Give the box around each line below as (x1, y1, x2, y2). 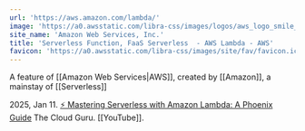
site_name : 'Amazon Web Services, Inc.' (9, 30, 165, 39)
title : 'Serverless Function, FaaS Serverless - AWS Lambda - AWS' (9, 38, 274, 48)
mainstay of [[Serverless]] (9, 81, 107, 92)
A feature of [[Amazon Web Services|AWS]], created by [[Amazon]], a (9, 71, 271, 82)
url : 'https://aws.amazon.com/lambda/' (9, 13, 161, 23)
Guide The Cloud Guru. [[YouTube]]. (9, 112, 144, 123)
